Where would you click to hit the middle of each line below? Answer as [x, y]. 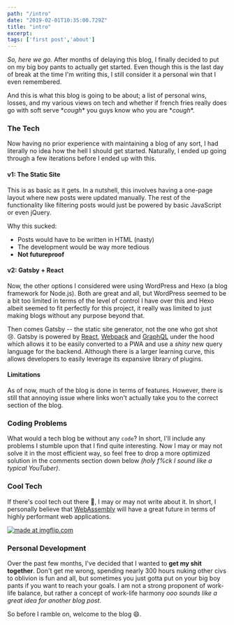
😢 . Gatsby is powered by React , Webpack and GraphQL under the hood [111, 336]
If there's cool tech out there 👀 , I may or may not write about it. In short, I [112, 501]
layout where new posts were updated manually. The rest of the [99, 197]
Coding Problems [37, 423]
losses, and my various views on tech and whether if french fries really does [117, 103]
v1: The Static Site [34, 175]
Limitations [24, 375]
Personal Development [47, 548]
